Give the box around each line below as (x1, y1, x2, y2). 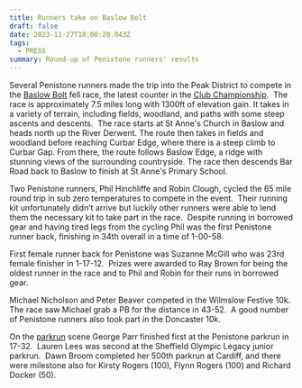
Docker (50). (9, 370, 57, 380)
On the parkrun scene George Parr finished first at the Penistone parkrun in (9, 331, 289, 342)
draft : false (9, 22, 59, 31)
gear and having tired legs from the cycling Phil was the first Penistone (9, 221, 272, 232)
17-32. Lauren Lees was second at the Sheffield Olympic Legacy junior (9, 341, 274, 351)
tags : (9, 38, 30, 48)
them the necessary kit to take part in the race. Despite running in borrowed (9, 212, 294, 222)
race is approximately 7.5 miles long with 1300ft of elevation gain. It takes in (9, 99, 290, 109)
